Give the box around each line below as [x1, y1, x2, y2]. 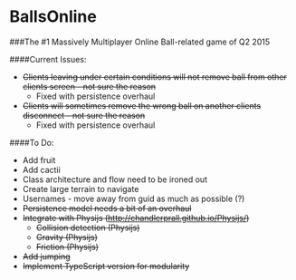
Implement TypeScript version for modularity [22, 260, 190, 271]
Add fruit [22, 154, 56, 165]
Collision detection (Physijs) [35, 222, 140, 233]
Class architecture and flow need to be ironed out [22, 174, 208, 185]
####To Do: [9, 137, 54, 148]
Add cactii [22, 164, 61, 175]
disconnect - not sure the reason [22, 110, 146, 121]
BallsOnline [9, 6, 97, 27]
